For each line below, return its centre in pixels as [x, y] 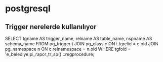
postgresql [28, 9]
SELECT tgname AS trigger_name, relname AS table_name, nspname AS [79, 38]
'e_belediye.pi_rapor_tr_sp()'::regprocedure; [50, 54]
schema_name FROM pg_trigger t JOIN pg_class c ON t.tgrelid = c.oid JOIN [82, 44]
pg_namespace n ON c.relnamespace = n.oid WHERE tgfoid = [68, 49]
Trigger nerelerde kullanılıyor [51, 27]
